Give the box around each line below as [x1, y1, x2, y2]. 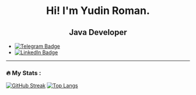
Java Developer [69, 27, 127, 37]
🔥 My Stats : [6, 69, 41, 77]
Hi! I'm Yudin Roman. [45, 4, 150, 17]
